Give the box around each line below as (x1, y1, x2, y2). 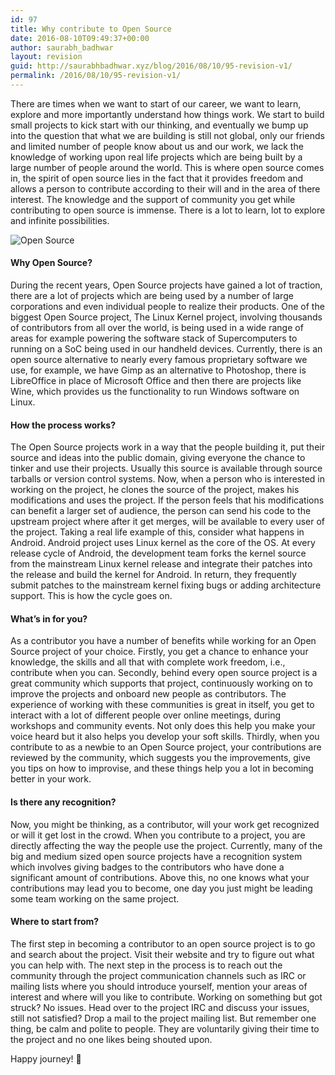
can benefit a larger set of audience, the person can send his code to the (10, 505, 312, 517)
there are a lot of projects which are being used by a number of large (10, 290, 294, 302)
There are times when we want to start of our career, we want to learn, (10, 97, 302, 110)
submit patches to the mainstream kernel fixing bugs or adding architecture (10, 579, 322, 591)
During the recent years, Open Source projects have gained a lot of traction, (10, 279, 323, 291)
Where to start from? (10, 916, 100, 928)
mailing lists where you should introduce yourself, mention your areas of (10, 980, 308, 992)
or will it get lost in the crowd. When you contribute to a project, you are (10, 829, 306, 841)
